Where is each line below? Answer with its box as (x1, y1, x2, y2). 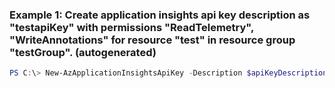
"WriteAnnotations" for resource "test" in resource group (9, 33, 296, 47)
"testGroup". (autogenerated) (9, 45, 157, 59)
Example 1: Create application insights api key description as (9, 8, 311, 22)
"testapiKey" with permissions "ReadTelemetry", (9, 20, 254, 34)
